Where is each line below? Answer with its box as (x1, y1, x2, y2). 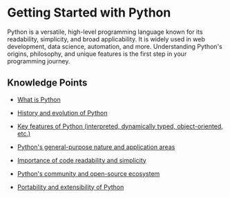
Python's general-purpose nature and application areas (17, 143, 175, 151)
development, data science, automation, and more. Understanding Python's (7, 42, 222, 50)
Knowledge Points (7, 77, 88, 89)
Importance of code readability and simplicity (17, 156, 146, 164)
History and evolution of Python (17, 108, 108, 117)
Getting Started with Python (7, 5, 171, 21)
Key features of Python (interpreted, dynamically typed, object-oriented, (17, 122, 223, 130)
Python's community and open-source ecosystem (17, 169, 160, 177)
